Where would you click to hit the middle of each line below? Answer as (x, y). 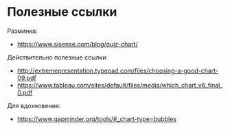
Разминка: (22, 31)
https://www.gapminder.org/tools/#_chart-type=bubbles (97, 119)
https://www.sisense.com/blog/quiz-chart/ (78, 44)
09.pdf (26, 78)
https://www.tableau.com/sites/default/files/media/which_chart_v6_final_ (120, 85)
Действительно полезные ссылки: (58, 57)
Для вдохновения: (34, 105)
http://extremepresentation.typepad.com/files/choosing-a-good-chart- (117, 70)
